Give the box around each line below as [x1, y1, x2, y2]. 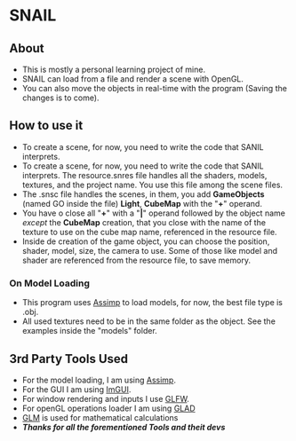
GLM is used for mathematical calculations [21, 412, 179, 422]
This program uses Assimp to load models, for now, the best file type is [21, 297, 283, 308]
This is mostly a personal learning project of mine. [21, 64, 206, 75]
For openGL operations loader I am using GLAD [21, 403, 196, 413]
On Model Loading [9, 277, 91, 289]
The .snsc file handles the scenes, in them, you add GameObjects [21, 188, 265, 200]
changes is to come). [21, 92, 100, 103]
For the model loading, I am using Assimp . [21, 374, 176, 385]
